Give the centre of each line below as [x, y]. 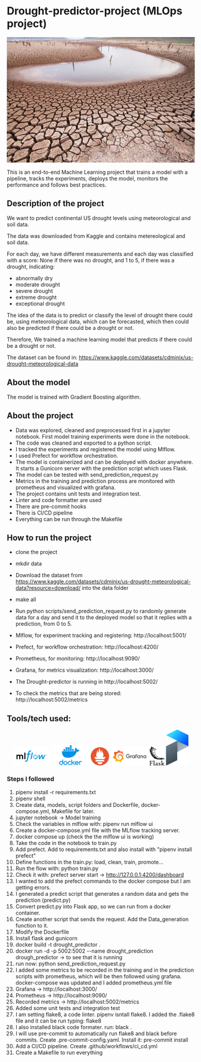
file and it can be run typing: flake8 [58, 1021]
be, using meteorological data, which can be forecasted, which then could [98, 322]
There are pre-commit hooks [51, 506]
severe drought [34, 290]
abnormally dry [34, 278]
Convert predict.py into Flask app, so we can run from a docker [93, 906]
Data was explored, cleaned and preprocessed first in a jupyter [93, 430]
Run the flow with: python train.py [57, 868]
